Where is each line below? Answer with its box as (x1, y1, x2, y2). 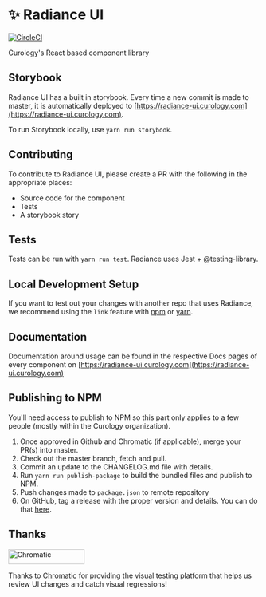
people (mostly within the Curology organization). (8, 421, 171, 430)
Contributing (8, 148, 73, 161)
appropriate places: (8, 177, 72, 187)
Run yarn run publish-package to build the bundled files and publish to (19, 470, 252, 480)
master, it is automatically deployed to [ (8, 101, 137, 110)
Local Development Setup (8, 277, 139, 291)
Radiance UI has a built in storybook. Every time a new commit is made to (8, 92, 249, 101)
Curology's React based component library (8, 48, 150, 57)
